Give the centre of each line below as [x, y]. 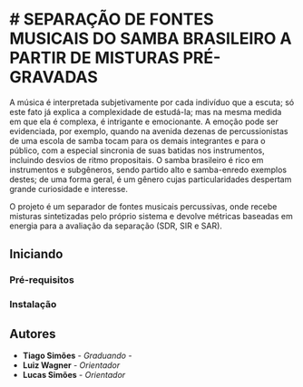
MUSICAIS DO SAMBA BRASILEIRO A [151, 39]
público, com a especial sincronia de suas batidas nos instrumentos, [137, 150]
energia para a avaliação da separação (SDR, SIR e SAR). [116, 226]
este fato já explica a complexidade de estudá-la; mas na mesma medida [146, 111]
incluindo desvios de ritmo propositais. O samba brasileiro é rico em [137, 160]
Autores [33, 334]
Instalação [33, 305]
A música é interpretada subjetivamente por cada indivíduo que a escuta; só [152, 102]
